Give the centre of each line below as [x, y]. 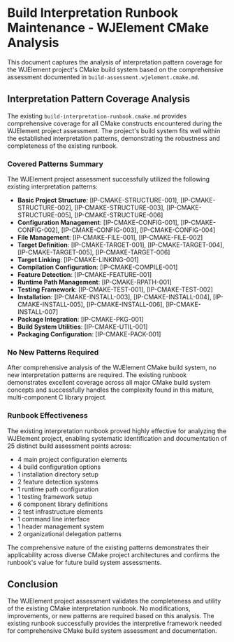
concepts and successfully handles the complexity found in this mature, [111, 390]
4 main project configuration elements [72, 459]
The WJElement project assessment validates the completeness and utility [114, 601]
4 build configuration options [59, 467]
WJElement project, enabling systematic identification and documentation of [117, 438]
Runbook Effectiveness [48, 416]
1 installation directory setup [58, 474]
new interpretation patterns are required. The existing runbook [97, 375]
